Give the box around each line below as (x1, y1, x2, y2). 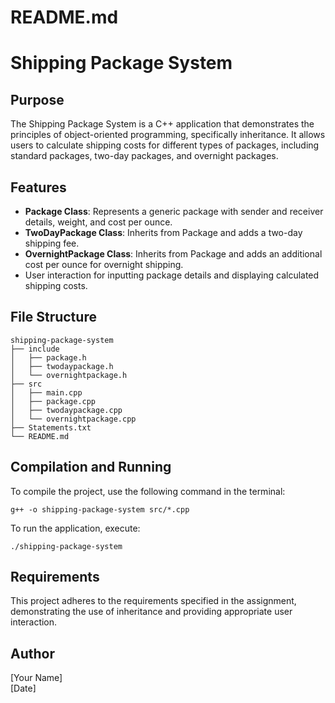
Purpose (10, 91, 65, 108)
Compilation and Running (10, 459, 172, 476)
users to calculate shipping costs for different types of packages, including (10, 139, 320, 151)
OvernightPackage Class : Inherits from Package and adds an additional (24, 248, 323, 260)
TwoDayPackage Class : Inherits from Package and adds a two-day (24, 227, 303, 238)
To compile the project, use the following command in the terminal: (10, 485, 286, 497)
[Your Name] (10, 672, 63, 684)
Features (10, 179, 67, 196)
